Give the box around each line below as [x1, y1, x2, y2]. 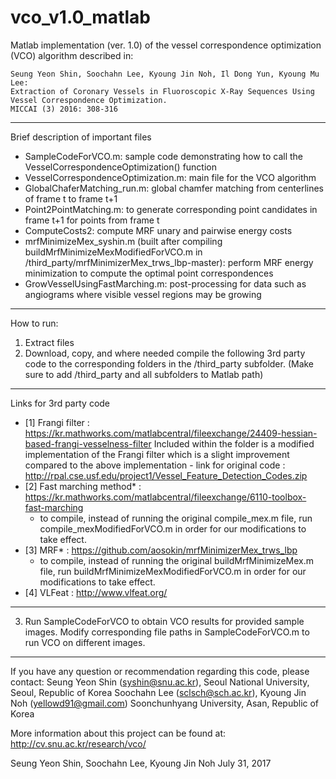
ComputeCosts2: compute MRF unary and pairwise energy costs [24, 224, 293, 236]
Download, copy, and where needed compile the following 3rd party [24, 347, 306, 359]
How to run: [10, 317, 59, 329]
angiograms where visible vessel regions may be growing [24, 288, 262, 300]
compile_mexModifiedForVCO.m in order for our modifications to [39, 522, 307, 535]
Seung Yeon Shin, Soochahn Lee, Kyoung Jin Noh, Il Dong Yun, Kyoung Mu [10, 69, 320, 79]
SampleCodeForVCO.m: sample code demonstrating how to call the [24, 150, 304, 162]
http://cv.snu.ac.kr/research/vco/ [10, 737, 147, 750]
